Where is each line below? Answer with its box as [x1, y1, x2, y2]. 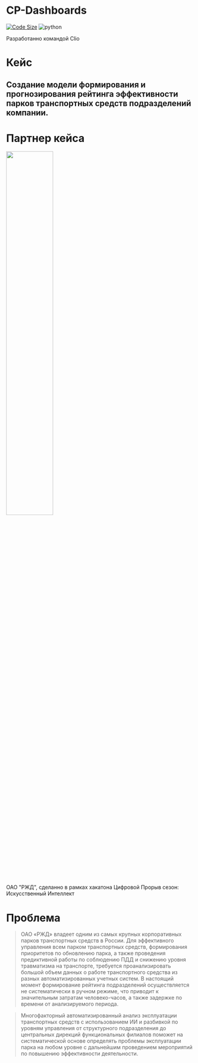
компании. [6, 107, 49, 118]
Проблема [6, 911, 61, 925]
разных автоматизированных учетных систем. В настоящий [20, 975, 174, 982]
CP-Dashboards [6, 4, 87, 17]
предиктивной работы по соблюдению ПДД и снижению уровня [20, 956, 186, 963]
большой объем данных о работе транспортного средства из [20, 969, 178, 976]
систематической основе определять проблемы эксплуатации [20, 1037, 181, 1044]
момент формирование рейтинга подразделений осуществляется [20, 981, 190, 988]
